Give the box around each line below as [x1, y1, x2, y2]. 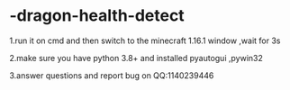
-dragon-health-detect [9, 5, 185, 26]
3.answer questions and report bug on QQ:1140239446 [9, 69, 214, 81]
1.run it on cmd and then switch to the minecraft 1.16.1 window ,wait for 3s [9, 35, 281, 46]
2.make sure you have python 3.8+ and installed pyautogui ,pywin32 [9, 52, 263, 63]
